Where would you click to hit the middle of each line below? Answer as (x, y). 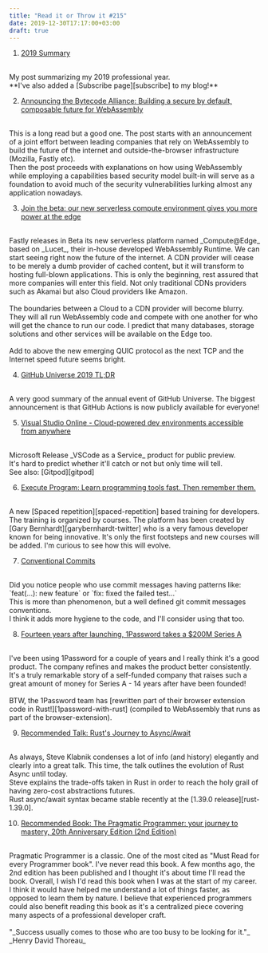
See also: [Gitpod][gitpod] (52, 473)
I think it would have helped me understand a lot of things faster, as (120, 890)
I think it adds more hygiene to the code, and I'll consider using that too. (127, 619)
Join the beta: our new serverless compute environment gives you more (139, 208)
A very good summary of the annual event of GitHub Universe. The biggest (132, 399)
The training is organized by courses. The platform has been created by (127, 520)
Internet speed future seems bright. (67, 359)
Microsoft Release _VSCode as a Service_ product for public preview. (122, 455)
